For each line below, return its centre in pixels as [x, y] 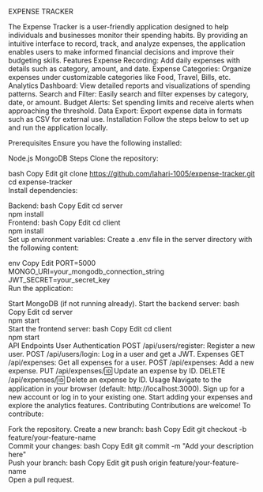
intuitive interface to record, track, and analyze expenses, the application [127, 44]
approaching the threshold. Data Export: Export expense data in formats [125, 111]
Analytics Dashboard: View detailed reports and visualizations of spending [129, 85]
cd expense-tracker [40, 182]
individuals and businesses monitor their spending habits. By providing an [128, 35]
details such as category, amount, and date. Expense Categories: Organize [130, 69]
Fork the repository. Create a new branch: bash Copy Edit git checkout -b [128, 429]
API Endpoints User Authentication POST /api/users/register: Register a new [131, 346]
